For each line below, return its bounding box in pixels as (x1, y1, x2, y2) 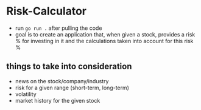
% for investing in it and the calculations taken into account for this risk (15, 37, 194, 44)
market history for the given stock (15, 97, 100, 104)
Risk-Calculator (6, 4, 87, 18)
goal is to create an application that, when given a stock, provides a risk (15, 30, 196, 38)
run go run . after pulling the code (15, 24, 102, 32)
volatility (15, 90, 37, 98)
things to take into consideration (6, 61, 132, 72)
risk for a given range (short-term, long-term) (15, 84, 130, 91)
